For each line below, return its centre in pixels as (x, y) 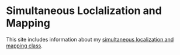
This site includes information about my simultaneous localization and (90, 39)
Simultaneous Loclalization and (84, 11)
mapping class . (24, 46)
